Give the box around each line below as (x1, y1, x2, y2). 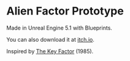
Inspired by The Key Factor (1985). (6, 47, 94, 55)
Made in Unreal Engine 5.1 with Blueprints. (6, 24, 112, 31)
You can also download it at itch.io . (6, 36, 95, 43)
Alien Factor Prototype (6, 4, 124, 18)
